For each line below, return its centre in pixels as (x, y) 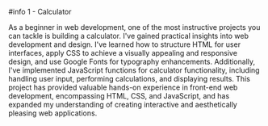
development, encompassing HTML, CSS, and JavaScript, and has (119, 96)
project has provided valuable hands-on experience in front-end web (123, 87)
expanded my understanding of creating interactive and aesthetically (123, 105)
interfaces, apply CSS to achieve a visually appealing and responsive (123, 53)
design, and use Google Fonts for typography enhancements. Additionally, (132, 61)
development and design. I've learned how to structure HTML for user (124, 44)
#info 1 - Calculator (40, 12)
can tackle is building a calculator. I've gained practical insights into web (128, 36)
